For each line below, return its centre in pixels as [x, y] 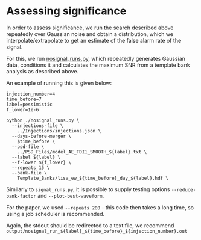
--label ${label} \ [36, 157]
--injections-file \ [37, 125]
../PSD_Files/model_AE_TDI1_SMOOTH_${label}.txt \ [82, 152]
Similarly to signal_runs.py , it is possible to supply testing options [88, 189]
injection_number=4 [31, 94]
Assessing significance [66, 11]
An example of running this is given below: [59, 83]
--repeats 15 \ [31, 168]
